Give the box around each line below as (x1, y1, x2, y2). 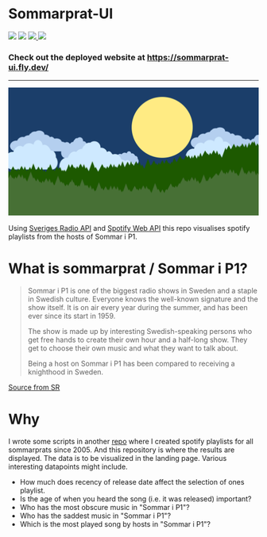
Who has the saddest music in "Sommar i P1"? (19, 511, 172, 520)
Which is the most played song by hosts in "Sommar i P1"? (19, 520, 211, 529)
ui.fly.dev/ (8, 61, 49, 72)
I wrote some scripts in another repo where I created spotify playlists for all (8, 437, 254, 447)
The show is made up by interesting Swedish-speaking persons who (27, 327, 253, 336)
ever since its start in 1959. (27, 311, 116, 321)
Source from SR (8, 382, 60, 393)
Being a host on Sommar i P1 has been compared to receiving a (27, 359, 236, 369)
